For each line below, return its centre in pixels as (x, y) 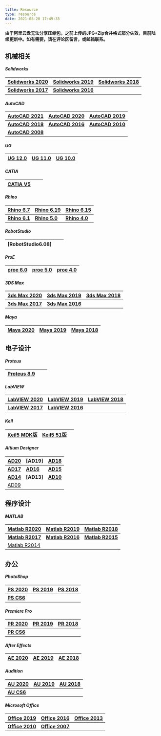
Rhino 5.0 (46, 218)
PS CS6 (16, 598)
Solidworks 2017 (28, 90)
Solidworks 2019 (73, 82)
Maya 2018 (85, 330)
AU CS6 (17, 692)
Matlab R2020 (24, 529)
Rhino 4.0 (77, 218)
